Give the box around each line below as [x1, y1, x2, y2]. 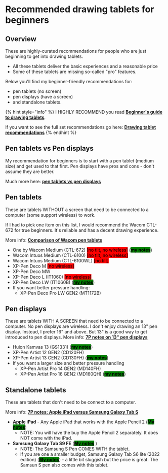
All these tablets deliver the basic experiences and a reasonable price [12, 63, 158, 69]
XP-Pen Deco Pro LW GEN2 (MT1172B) [20, 290, 101, 296]
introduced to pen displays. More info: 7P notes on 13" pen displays [5, 334, 148, 341]
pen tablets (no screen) [12, 88, 62, 94]
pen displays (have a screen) [12, 94, 73, 99]
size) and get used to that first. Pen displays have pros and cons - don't [5, 163, 154, 169]
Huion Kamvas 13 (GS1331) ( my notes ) [12, 344, 93, 350]
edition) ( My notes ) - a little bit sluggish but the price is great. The [20, 457, 158, 463]
